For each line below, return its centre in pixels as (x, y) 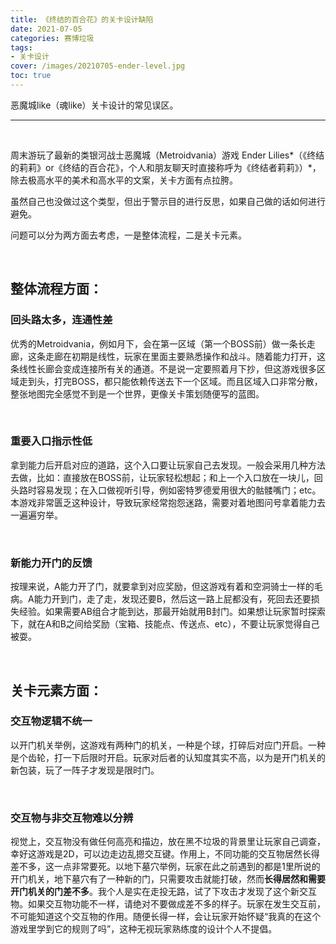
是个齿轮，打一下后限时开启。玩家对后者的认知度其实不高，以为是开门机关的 (168, 757)
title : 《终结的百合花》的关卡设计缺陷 (82, 19)
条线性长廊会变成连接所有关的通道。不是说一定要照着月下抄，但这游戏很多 (163, 368)
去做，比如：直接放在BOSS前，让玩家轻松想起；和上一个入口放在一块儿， (162, 477)
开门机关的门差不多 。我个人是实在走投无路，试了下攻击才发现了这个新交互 (163, 892)
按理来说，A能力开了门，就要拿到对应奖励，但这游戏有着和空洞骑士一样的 (162, 587)
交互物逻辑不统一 (51, 721)
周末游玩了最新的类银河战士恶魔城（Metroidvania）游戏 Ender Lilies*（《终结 (167, 155)
